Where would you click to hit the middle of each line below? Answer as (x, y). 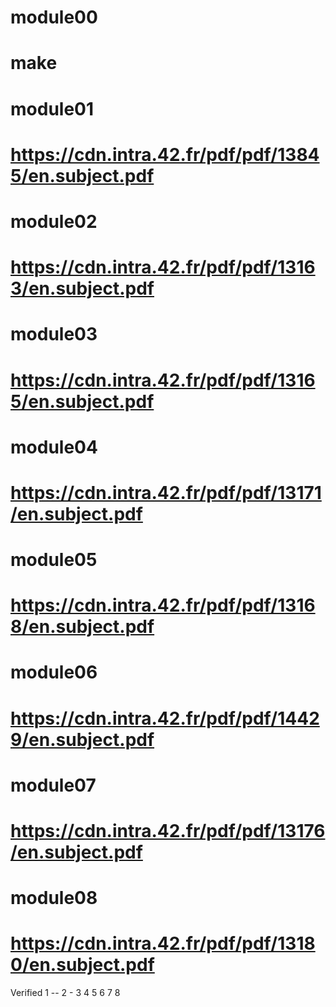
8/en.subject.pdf (82, 627)
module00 (54, 17)
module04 (54, 447)
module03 (54, 334)
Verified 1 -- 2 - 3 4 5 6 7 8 (65, 993)
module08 (54, 898)
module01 (52, 108)
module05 (54, 560)
